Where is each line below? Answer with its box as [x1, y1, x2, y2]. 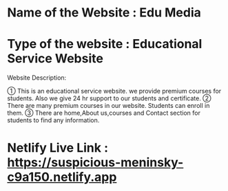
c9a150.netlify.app [7, 170, 117, 185]
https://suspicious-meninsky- [7, 155, 184, 170]
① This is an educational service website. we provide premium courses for [7, 87, 222, 95]
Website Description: [7, 74, 67, 82]
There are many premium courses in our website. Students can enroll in [7, 102, 210, 110]
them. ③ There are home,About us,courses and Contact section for [7, 109, 201, 117]
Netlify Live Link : [7, 140, 109, 156]
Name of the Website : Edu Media [7, 5, 201, 21]
